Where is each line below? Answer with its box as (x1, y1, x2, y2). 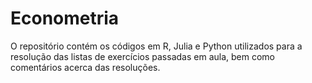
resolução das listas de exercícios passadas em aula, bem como (10, 50, 275, 62)
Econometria (10, 7, 120, 30)
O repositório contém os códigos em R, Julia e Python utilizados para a (10, 40, 303, 52)
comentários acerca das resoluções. (10, 61, 161, 73)
